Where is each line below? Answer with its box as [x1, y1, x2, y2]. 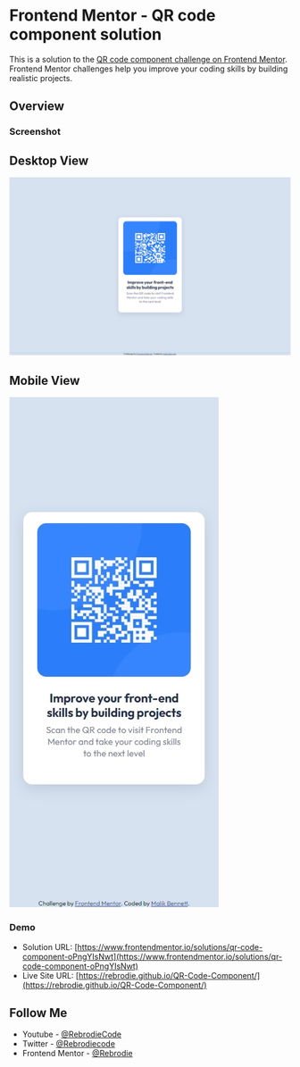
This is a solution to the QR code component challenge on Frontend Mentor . [9, 54, 287, 64]
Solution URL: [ [21, 941, 78, 952]
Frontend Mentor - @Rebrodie [21, 1048, 133, 1059]
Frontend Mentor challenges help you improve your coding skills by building [9, 63, 288, 74]
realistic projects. [9, 72, 73, 83]
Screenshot [9, 126, 61, 138]
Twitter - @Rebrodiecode [21, 1038, 116, 1049]
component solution [9, 24, 162, 45]
